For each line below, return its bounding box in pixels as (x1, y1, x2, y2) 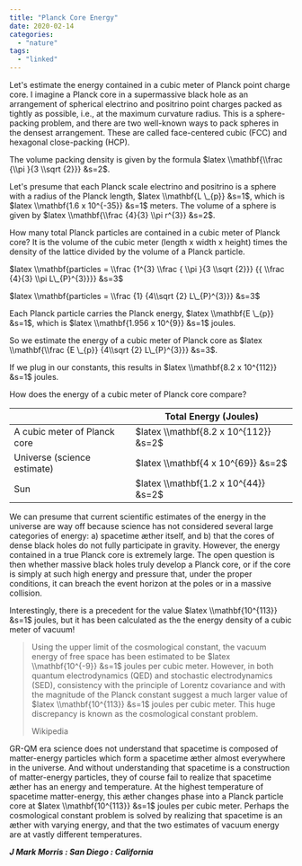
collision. (9, 588, 43, 598)
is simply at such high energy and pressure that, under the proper (9, 569, 253, 579)
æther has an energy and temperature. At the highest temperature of (9, 782, 263, 791)
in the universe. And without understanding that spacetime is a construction (9, 763, 290, 773)
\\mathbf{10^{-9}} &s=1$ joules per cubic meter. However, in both (31, 661, 274, 671)
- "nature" (17, 38, 58, 48)
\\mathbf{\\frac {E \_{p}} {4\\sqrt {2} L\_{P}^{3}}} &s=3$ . (9, 345, 218, 355)
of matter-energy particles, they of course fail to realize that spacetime (9, 772, 272, 782)
